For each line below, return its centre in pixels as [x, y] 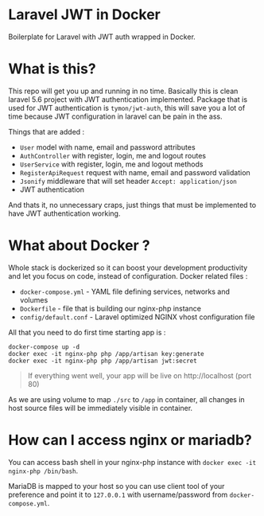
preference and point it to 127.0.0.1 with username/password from [118, 494]
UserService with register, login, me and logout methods [111, 164]
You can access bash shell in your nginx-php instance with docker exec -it [132, 462]
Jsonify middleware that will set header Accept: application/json [128, 181]
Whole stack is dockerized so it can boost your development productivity [128, 268]
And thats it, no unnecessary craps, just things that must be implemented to [132, 205]
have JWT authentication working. [64, 213]
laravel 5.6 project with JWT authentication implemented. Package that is [128, 99]
